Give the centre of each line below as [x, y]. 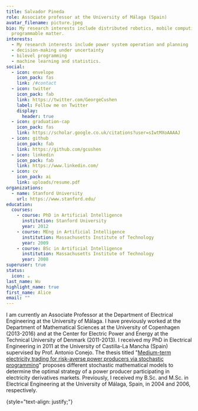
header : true [38, 116]
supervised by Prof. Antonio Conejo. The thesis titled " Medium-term [89, 352]
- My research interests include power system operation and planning [100, 45]
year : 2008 [35, 259]
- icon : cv [25, 171]
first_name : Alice [29, 293]
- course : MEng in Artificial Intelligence [71, 232]
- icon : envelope [33, 72]
